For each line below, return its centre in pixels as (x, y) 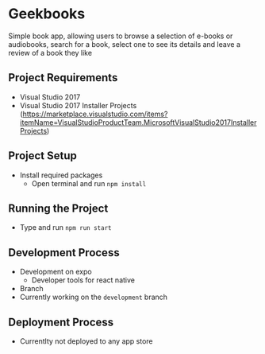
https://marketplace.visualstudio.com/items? (95, 114)
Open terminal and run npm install (89, 183)
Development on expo (56, 272)
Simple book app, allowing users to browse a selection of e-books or (121, 36)
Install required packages (61, 175)
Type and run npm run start (65, 228)
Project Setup (43, 156)
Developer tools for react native (83, 280)
